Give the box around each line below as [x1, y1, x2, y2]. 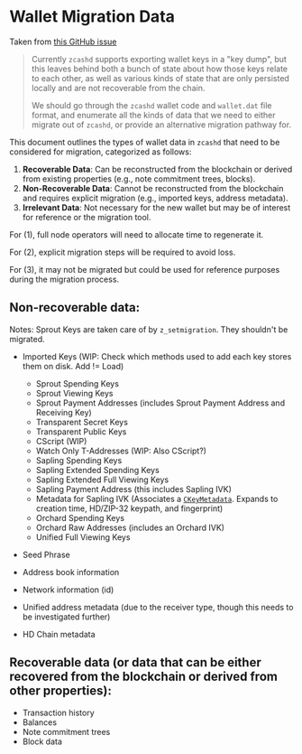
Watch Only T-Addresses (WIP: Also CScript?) [35, 445, 207, 456]
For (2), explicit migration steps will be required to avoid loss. [9, 247, 236, 257]
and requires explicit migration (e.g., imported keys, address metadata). [22, 192, 288, 203]
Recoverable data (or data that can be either [9, 655, 261, 670]
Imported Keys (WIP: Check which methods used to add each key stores [22, 350, 292, 362]
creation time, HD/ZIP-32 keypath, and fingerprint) [35, 503, 224, 514]
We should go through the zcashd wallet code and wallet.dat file [31, 99, 272, 110]
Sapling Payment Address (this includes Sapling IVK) [35, 483, 232, 494]
